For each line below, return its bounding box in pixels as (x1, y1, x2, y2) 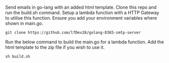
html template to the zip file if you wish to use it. (5, 44, 105, 50)
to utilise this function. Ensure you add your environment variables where (5, 15, 157, 21)
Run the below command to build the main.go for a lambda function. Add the (5, 39, 164, 45)
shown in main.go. (5, 20, 43, 26)
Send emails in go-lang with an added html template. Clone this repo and (5, 5, 157, 10)
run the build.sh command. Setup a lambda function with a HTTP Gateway (5, 10, 159, 16)
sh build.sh (5, 54, 30, 59)
